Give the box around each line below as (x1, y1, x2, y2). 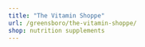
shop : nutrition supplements (8, 26, 105, 34)
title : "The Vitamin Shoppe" (8, 11, 105, 20)
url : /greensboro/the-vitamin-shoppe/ (8, 19, 137, 27)
